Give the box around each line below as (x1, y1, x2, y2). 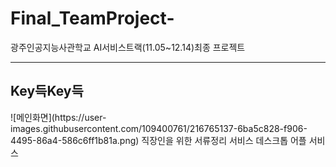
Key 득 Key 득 (10, 83, 84, 100)
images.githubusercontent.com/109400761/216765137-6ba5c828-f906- (10, 122, 308, 134)
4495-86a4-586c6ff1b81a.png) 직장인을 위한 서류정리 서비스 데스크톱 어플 (10, 134, 307, 146)
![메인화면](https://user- (10, 111, 107, 123)
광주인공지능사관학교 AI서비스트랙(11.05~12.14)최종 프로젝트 (10, 41, 246, 53)
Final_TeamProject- (10, 7, 175, 30)
